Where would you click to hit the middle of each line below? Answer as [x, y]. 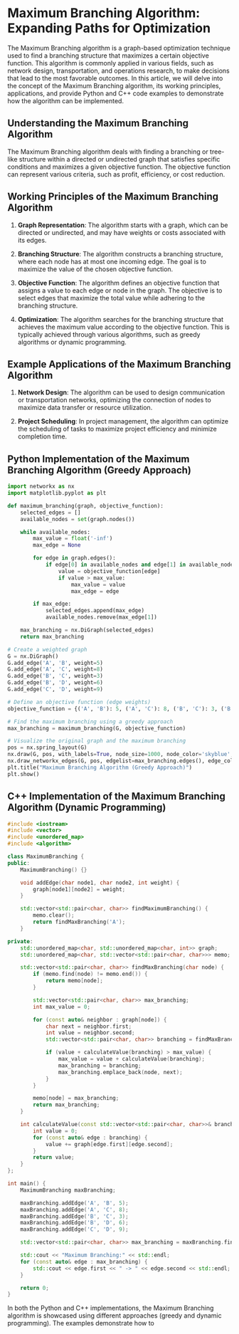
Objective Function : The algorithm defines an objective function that [118, 283]
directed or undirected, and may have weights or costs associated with [122, 232]
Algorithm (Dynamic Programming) [87, 808]
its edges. [32, 240]
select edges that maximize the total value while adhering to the [111, 298]
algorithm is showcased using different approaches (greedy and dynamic [115, 1315]
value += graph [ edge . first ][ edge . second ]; [109, 1144]
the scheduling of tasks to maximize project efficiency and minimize [117, 429]
